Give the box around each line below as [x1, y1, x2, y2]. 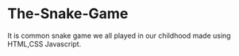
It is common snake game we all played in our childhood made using [7, 31, 231, 40]
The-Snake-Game [7, 5, 129, 23]
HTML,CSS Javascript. [7, 39, 82, 48]
